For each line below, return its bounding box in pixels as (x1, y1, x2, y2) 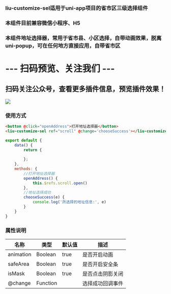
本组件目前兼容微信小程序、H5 (5, 19, 80, 27)
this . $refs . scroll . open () (32, 180, 88, 186)
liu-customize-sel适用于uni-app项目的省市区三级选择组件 (5, 4, 149, 11)
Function (36, 279, 58, 286)
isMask (8, 269, 25, 277)
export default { (5, 138, 42, 143)
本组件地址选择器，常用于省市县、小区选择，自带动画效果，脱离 (5, 34, 162, 41)
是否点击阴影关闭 (82, 270, 124, 277)
